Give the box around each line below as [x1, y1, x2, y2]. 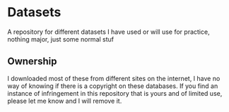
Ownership [7, 56, 57, 68]
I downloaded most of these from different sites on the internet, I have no [7, 74, 221, 82]
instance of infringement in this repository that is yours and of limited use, [7, 89, 223, 97]
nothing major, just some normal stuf [7, 35, 114, 43]
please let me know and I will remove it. [7, 97, 122, 105]
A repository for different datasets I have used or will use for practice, [7, 27, 210, 36]
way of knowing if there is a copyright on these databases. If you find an [7, 82, 218, 90]
